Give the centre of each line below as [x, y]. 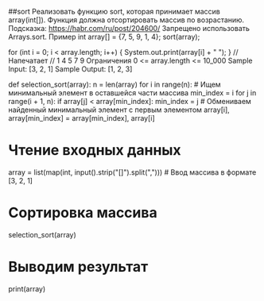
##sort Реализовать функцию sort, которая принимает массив [115, 12]
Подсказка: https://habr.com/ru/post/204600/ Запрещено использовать [129, 28]
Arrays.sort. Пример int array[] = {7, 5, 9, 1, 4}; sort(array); [104, 37]
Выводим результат [78, 267]
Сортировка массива [83, 213]
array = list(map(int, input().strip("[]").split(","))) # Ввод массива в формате [132, 172]
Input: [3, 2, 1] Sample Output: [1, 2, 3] [70, 69]
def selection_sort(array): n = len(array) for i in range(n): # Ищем [115, 84]
